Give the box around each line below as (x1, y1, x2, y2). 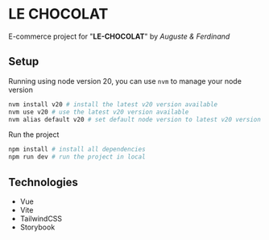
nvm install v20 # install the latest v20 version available (8, 100, 218, 109)
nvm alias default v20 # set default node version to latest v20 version (8, 115, 262, 123)
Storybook (19, 222, 56, 232)
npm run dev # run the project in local (8, 153, 147, 161)
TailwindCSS (19, 213, 63, 223)
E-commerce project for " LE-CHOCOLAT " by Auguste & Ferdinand (8, 31, 230, 41)
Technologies (8, 175, 79, 189)
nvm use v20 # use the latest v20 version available (8, 108, 189, 116)
